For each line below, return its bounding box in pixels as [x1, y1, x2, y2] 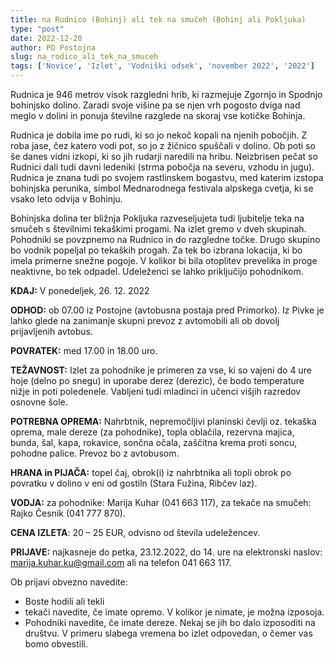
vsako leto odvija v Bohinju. [10, 193, 123, 205]
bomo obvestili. [24, 638, 88, 650]
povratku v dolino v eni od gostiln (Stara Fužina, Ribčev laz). [10, 477, 258, 489]
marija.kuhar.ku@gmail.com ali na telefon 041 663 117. [10, 557, 232, 568]
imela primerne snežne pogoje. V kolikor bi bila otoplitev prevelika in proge [10, 255, 318, 266]
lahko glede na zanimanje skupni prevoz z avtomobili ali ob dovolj [10, 315, 280, 326]
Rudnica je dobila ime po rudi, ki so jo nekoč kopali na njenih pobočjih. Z [10, 129, 308, 141]
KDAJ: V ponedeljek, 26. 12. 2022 [10, 285, 150, 296]
